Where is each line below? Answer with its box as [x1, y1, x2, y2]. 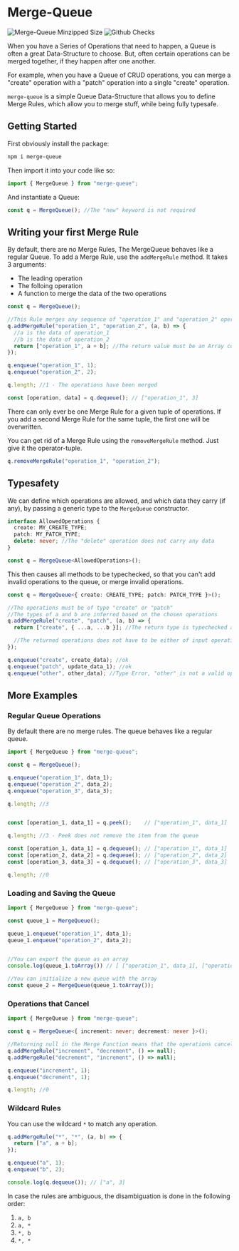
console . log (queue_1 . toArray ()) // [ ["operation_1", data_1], [7, 962, 199, 970]
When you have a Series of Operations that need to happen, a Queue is [7, 41, 216, 50]
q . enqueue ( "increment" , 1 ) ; [7, 1067, 91, 1074]
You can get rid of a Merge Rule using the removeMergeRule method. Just [7, 436, 219, 444]
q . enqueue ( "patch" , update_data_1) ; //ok [7, 663, 132, 670]
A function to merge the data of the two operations [17, 290, 167, 298]
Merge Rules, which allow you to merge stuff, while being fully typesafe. [7, 99, 218, 108]
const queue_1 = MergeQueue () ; [7, 917, 100, 924]
